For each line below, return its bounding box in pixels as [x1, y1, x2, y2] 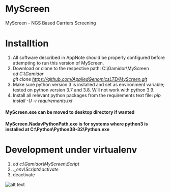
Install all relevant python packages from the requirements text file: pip [12, 92, 161, 98]
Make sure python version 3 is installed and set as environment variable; [12, 81, 165, 87]
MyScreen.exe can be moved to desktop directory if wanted [5, 109, 135, 115]
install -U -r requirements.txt [12, 98, 73, 104]
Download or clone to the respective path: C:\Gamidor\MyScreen [12, 65, 149, 71]
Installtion [5, 38, 49, 49]
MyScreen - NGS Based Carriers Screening [5, 20, 96, 26]
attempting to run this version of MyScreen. [12, 59, 104, 66]
